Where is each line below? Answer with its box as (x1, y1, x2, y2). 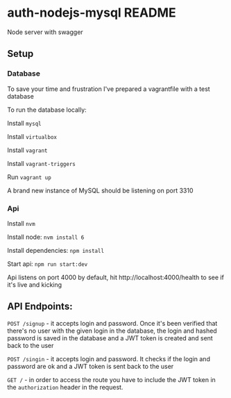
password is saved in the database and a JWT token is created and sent (7, 333, 213, 342)
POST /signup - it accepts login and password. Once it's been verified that (7, 319, 218, 327)
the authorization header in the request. (7, 383, 123, 391)
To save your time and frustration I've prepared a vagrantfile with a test (7, 85, 210, 93)
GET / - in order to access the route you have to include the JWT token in (7, 375, 216, 383)
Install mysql (7, 119, 42, 127)
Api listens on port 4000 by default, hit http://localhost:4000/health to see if (7, 273, 224, 281)
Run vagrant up (7, 172, 52, 181)
